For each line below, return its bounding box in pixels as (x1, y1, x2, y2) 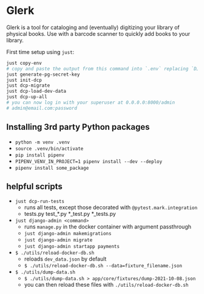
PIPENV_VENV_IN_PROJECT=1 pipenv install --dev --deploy (15, 158, 163, 164)
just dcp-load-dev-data (6, 89, 67, 95)
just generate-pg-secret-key (6, 71, 80, 78)
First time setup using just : (6, 48, 75, 55)
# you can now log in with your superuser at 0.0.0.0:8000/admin (6, 99, 175, 106)
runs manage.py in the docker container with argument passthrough (24, 223, 191, 230)
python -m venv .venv (15, 139, 70, 145)
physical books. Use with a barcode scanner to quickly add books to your (6, 30, 190, 37)
